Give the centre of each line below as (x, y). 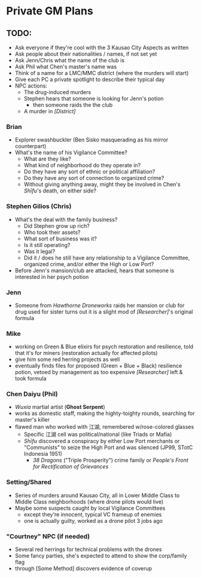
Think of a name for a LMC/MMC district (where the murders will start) (102, 73)
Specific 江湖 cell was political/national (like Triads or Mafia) (98, 434)
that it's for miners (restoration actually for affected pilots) (86, 353)
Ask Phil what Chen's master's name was (66, 67)
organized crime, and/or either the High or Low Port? (89, 264)
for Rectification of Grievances (71, 466)
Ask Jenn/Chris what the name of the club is (69, 60)
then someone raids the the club (73, 105)
